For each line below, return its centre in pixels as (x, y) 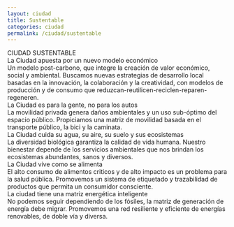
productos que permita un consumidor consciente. (80, 186)
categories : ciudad (36, 27)
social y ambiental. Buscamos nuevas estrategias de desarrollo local (105, 75)
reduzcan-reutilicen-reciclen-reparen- (152, 90)
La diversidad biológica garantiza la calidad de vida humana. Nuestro (107, 142)
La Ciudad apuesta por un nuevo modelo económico (83, 61)
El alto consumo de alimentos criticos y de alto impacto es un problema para (117, 172)
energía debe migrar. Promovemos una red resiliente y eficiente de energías (116, 209)
